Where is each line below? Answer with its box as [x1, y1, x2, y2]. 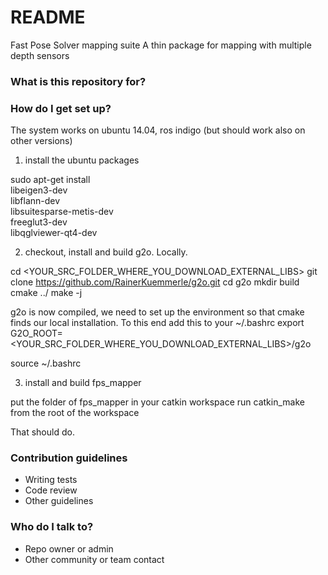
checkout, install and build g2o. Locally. [24, 246, 188, 258]
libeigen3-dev [10, 184, 68, 196]
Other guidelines [24, 495, 94, 507]
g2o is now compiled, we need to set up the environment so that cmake [10, 306, 305, 318]
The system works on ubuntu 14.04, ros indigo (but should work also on [10, 124, 306, 136]
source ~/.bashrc [10, 357, 82, 370]
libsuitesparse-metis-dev [10, 206, 114, 218]
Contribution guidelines [10, 451, 128, 465]
